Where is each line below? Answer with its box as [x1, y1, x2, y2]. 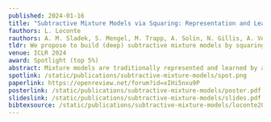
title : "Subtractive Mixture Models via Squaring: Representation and [8, 19, 251, 27]
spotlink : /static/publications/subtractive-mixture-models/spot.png [8, 71, 248, 79]
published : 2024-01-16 [8, 11, 85, 20]
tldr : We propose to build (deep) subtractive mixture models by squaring [8, 42, 265, 50]
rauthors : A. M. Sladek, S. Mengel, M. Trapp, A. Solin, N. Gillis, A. [8, 34, 254, 43]
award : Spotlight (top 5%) [8, 57, 99, 65]
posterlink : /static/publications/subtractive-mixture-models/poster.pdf [8, 86, 262, 95]
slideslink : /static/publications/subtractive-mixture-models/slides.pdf [8, 94, 262, 102]
